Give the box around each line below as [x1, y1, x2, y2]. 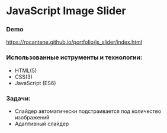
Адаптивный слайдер [14, 120, 69, 128]
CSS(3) [14, 73, 33, 80]
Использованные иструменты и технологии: [6, 53, 143, 61]
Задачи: [6, 94, 31, 102]
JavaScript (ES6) [14, 79, 56, 86]
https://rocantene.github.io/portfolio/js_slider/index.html [6, 38, 143, 46]
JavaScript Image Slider [6, 4, 126, 18]
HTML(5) [14, 67, 37, 74]
